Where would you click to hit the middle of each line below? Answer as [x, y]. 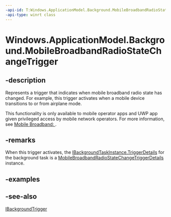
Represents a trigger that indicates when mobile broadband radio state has [84, 93]
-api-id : [15, 10]
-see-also [21, 197]
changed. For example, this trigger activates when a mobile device [75, 98]
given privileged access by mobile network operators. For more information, [85, 119]
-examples [23, 179]
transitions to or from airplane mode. [44, 103]
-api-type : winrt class [31, 15]
